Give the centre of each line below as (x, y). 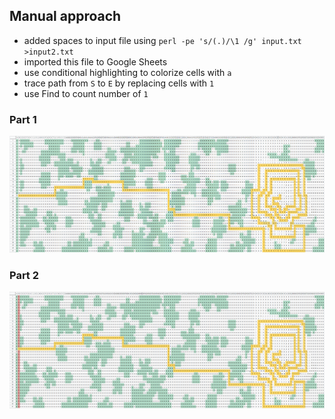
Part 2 (24, 275)
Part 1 (23, 119)
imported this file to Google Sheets (95, 61)
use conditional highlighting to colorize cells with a (127, 72)
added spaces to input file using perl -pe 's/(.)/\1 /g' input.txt (162, 40)
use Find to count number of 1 (86, 93)
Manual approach (65, 16)
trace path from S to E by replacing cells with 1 (119, 83)
